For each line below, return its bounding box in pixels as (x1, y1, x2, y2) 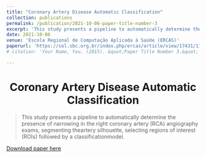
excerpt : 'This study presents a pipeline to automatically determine (6, 26, 191, 32)
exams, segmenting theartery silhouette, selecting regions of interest (21, 126, 196, 134)
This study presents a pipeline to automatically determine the (21, 113, 176, 121)
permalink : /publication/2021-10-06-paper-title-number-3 (6, 20, 158, 26)
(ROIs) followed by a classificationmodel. (21, 132, 125, 140)
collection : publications (6, 15, 72, 21)
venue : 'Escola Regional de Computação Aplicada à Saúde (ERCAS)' (6, 37, 180, 43)
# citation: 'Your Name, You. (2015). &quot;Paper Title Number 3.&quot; (6, 49, 199, 55)
